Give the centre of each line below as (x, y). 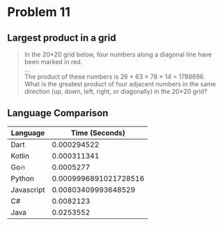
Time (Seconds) (98, 133)
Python (23, 178)
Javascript (28, 190)
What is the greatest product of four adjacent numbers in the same (120, 84)
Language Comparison (58, 113)
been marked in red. (53, 62)
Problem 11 (39, 12)
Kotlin (20, 156)
